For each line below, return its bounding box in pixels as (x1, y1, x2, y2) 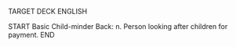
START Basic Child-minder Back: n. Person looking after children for (8, 22, 228, 31)
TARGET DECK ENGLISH (8, 7, 88, 16)
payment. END (8, 31, 55, 39)
